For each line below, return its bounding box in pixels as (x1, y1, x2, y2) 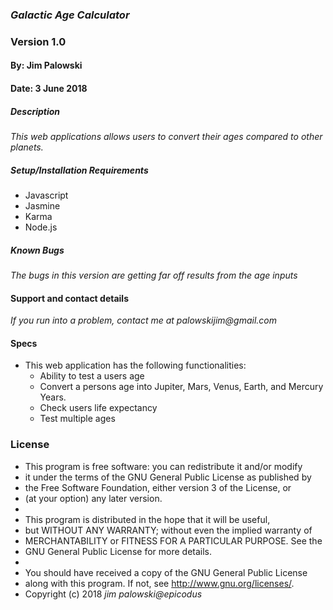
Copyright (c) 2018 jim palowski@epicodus (24, 588, 203, 600)
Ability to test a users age (39, 370, 145, 382)
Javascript (24, 189, 69, 201)
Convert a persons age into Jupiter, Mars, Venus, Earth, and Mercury (39, 381, 324, 393)
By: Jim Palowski (10, 59, 83, 72)
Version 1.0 (10, 34, 67, 48)
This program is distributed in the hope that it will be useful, (24, 513, 271, 525)
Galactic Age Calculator (10, 8, 130, 22)
